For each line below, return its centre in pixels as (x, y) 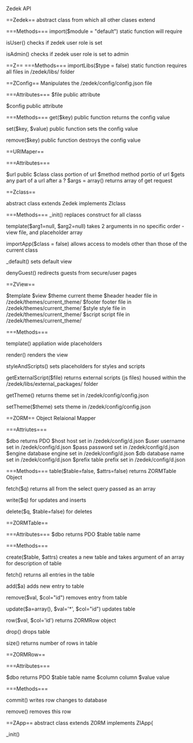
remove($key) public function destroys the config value (74, 140)
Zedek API (19, 9)
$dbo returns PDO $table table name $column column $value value (88, 677)
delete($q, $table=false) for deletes (49, 512)
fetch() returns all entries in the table (51, 575)
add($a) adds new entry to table (45, 586)
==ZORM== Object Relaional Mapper (51, 418)
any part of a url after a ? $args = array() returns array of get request (89, 181)
